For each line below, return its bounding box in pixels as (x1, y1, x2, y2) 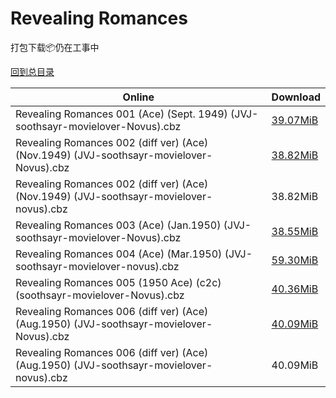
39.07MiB (271, 113, 319, 127)
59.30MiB (271, 253, 319, 267)
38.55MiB (271, 224, 319, 238)
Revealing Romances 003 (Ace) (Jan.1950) (15, 218, 222, 232)
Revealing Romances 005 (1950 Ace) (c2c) (15, 275, 222, 289)
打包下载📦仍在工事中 (10, 41, 100, 53)
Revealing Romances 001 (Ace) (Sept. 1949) (15, 107, 228, 121)
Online (122, 90, 155, 104)
